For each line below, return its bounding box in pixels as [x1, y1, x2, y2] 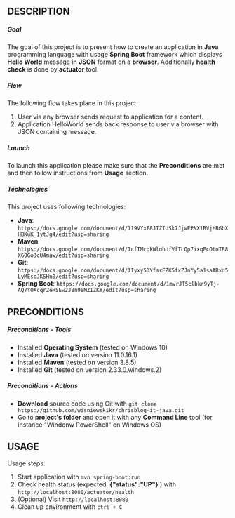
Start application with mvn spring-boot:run [17, 473, 141, 482]
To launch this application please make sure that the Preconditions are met [7, 161, 225, 170]
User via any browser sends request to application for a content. [17, 112, 204, 121]
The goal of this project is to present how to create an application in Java [7, 43, 219, 51]
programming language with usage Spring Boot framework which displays [7, 51, 222, 59]
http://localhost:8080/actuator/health [17, 489, 135, 496]
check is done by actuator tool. [7, 65, 99, 74]
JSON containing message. [17, 128, 97, 136]
